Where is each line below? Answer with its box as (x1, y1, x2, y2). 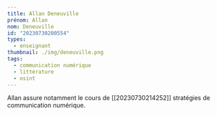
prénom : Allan (7, 17, 49, 24)
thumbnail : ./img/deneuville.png (7, 49, 104, 56)
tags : (7, 56, 23, 63)
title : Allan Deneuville (7, 10, 79, 17)
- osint (13, 74, 36, 82)
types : (7, 36, 26, 43)
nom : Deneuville (7, 23, 54, 30)
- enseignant (13, 42, 51, 49)
